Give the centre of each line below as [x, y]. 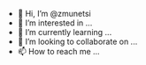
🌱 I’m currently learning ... [65, 32]
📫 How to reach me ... [58, 51]
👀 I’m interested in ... [55, 23]
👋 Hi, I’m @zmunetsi [54, 14]
